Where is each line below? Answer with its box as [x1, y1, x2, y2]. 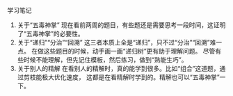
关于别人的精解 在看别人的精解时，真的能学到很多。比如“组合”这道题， [17, 65, 220, 72]
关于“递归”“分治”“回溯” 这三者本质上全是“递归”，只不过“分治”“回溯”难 [17, 38, 216, 47]
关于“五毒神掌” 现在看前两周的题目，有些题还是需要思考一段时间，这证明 [17, 21, 226, 29]
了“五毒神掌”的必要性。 [17, 30, 85, 38]
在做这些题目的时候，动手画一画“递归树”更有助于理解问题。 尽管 [31, 47, 216, 55]
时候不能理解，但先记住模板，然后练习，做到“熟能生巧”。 [23, 56, 188, 64]
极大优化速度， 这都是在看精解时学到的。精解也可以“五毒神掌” [41, 73, 220, 81]
